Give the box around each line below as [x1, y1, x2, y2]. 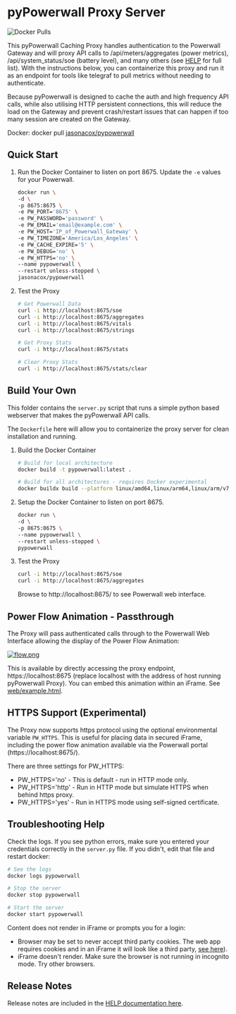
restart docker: [7, 852, 51, 860]
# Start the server [7, 904, 65, 912]
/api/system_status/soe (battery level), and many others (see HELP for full [7, 56, 222, 64]
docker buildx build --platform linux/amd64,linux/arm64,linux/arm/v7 [17, 485, 230, 492]
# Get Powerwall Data [17, 300, 81, 307]
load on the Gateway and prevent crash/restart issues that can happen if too [7, 107, 229, 116]
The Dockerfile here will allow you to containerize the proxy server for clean [7, 424, 229, 433]
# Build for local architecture [17, 459, 113, 466]
